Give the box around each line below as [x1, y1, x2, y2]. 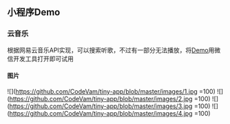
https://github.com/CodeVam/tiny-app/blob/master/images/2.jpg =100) [9, 94, 211, 103]
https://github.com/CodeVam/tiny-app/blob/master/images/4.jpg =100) [9, 109, 211, 117]
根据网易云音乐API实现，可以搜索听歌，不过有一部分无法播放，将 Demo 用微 [7, 45, 221, 54]
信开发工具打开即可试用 [7, 54, 74, 63]
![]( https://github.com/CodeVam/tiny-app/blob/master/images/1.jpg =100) [7, 87, 216, 95]
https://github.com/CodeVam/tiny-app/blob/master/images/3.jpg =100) [9, 102, 211, 110]
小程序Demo [7, 6, 61, 19]
